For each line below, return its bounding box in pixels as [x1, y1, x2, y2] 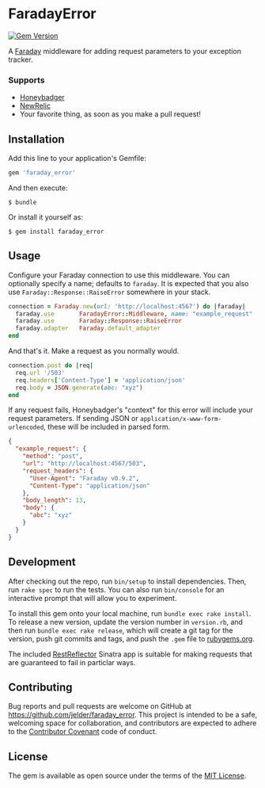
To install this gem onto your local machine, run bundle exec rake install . [8, 608, 252, 618]
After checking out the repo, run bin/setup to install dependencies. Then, [8, 576, 247, 586]
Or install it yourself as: [8, 212, 83, 222]
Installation [8, 132, 65, 146]
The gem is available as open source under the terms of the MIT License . [8, 771, 247, 781]
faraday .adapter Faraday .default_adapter [15, 324, 161, 333]
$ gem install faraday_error [8, 228, 104, 235]
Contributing [8, 680, 73, 694]
